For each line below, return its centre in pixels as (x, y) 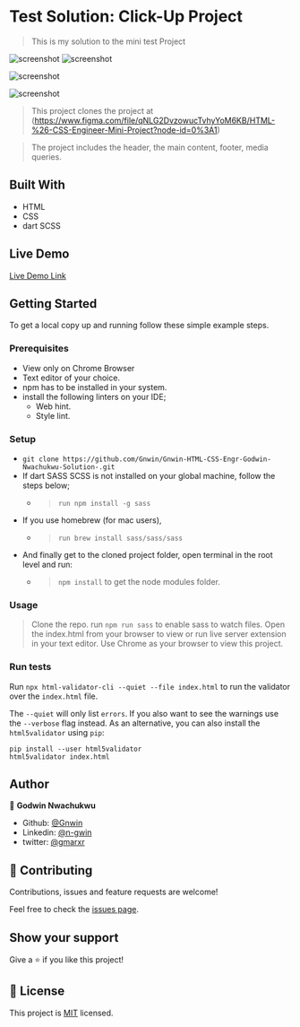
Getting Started (53, 304)
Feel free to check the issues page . (74, 910)
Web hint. (53, 406)
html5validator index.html (60, 757)
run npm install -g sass (104, 503)
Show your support (64, 938)
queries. (47, 157)
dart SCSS (41, 225)
